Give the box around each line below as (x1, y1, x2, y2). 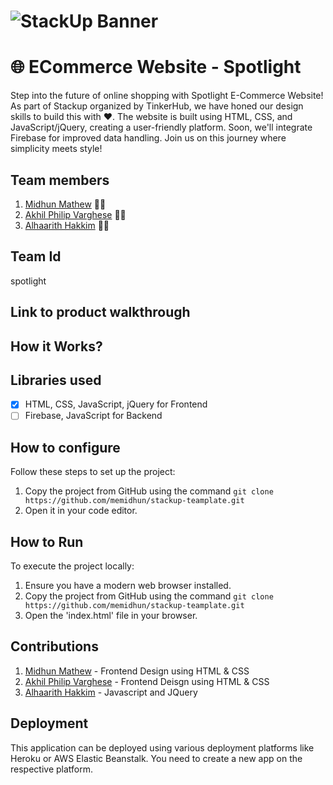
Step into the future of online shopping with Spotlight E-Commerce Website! (10, 90, 324, 102)
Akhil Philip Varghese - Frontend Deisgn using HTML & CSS (24, 675, 270, 687)
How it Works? (10, 338, 103, 355)
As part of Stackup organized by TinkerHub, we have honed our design (10, 100, 304, 112)
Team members (10, 171, 110, 189)
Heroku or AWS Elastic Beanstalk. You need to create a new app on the (10, 752, 303, 764)
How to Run (10, 533, 84, 550)
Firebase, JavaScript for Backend (24, 410, 163, 422)
